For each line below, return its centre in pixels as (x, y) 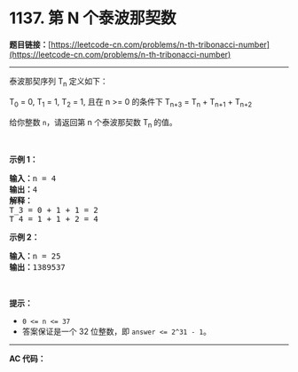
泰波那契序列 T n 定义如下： (59, 82)
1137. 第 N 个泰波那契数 (93, 18)
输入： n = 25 (35, 257)
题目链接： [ (30, 44)
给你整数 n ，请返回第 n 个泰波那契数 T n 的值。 (93, 123)
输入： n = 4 (33, 179)
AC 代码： (27, 359)
